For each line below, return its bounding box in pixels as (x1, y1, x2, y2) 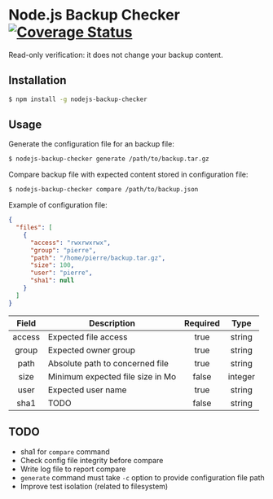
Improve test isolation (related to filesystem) (20, 481, 169, 491)
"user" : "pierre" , (29, 269, 93, 278)
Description (88, 317, 136, 329)
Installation (8, 73, 67, 87)
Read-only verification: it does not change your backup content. (8, 50, 223, 59)
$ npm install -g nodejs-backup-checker (8, 95, 148, 103)
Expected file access (47, 331, 128, 343)
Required (183, 317, 220, 329)
